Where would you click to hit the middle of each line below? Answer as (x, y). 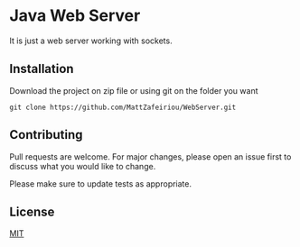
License (32, 211)
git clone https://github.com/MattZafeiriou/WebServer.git (123, 107)
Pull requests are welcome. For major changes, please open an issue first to (150, 156)
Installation (42, 69)
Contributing (46, 135)
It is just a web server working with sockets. (91, 41)
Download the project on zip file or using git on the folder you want (134, 90)
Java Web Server (75, 16)
